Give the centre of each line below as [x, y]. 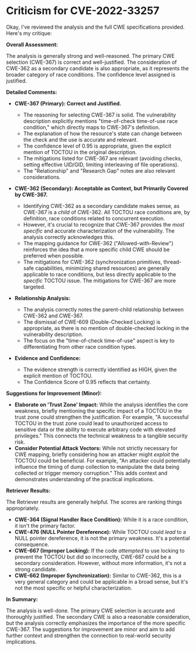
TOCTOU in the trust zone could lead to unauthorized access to [91, 423]
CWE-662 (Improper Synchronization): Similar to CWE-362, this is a [98, 575]
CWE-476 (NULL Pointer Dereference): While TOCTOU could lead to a [100, 532]
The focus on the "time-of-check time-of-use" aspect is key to [99, 340]
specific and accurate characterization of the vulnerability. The [99, 231]
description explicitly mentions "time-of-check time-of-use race [100, 121]
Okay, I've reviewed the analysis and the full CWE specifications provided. [95, 27]
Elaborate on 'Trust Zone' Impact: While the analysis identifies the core [101, 405]
